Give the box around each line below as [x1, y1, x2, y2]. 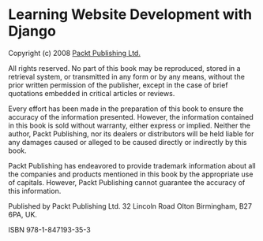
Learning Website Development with [8, 6, 253, 24]
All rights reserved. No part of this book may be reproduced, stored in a [8, 63, 241, 72]
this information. [8, 186, 62, 195]
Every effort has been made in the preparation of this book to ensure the [8, 104, 244, 113]
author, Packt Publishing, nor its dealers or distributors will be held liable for [8, 128, 254, 139]
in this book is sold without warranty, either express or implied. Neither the [8, 120, 251, 130]
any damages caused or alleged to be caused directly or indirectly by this [8, 137, 247, 146]
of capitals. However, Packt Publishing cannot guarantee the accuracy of [8, 177, 246, 187]
